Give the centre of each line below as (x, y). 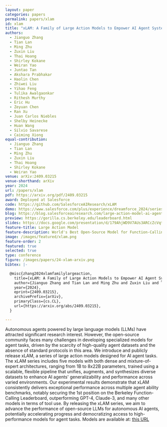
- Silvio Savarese (29, 130)
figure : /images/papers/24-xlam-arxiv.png (50, 260)
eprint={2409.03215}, (36, 292)
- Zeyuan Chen (24, 107)
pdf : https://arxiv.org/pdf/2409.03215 (46, 195)
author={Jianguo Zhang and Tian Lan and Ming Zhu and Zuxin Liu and (86, 283)
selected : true (21, 251)
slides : (13, 223)
